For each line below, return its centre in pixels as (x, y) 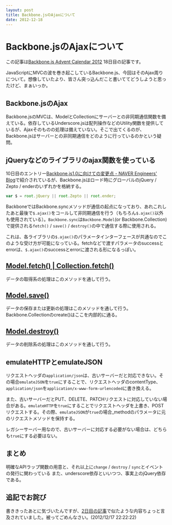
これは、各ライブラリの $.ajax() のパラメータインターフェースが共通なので (84, 236)
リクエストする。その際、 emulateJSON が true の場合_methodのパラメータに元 (86, 412)
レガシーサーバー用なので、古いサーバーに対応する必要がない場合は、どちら (86, 429)
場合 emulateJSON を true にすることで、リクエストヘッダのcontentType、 (85, 382)
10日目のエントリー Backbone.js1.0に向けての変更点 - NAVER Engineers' (82, 173)
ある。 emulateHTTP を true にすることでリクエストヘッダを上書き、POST (89, 406)
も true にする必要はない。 (33, 436)
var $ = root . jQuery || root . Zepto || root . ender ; (61, 196)
